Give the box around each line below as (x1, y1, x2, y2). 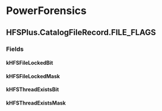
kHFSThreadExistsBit (6, 86, 60, 93)
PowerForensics (6, 4, 87, 18)
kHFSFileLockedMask (6, 72, 60, 79)
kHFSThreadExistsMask (6, 99, 66, 106)
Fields (6, 45, 24, 53)
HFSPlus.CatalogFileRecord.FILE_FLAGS (6, 27, 156, 37)
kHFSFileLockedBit (6, 60, 54, 67)
